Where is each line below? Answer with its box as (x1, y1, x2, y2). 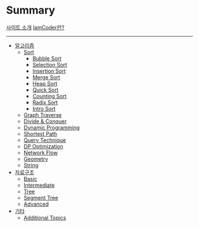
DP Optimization (23, 142, 63, 150)
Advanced (23, 200, 49, 207)
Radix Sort (32, 99, 58, 106)
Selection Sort (32, 61, 68, 68)
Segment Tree (23, 194, 59, 201)
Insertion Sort (32, 67, 66, 74)
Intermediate (23, 181, 55, 189)
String (23, 161, 38, 168)
